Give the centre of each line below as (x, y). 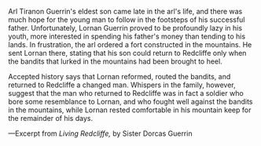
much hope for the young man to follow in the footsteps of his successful (127, 20)
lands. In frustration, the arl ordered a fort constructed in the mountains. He (130, 45)
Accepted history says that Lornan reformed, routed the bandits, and (119, 77)
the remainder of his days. (50, 118)
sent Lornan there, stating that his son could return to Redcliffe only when (127, 53)
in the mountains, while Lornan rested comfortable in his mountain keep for (130, 110)
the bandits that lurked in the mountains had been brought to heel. (115, 61)
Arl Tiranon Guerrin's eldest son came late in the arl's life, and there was (125, 11)
